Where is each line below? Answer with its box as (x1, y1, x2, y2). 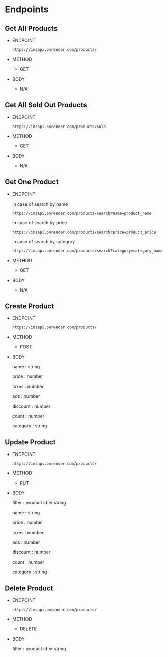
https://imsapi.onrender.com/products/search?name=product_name (12, 211, 152, 216)
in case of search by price (12, 219, 67, 225)
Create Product (5, 302, 54, 311)
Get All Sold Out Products (5, 100, 87, 109)
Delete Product (5, 584, 53, 592)
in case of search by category (12, 238, 75, 244)
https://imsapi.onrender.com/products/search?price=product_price (12, 230, 156, 235)
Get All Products (5, 24, 58, 33)
